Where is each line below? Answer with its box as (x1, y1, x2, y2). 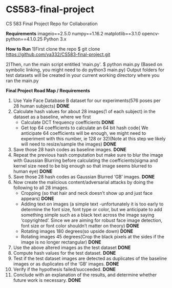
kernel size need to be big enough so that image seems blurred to (13, 162, 153, 169)
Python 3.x (44, 36, 67, 42)
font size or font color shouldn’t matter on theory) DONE (20, 222, 140, 229)
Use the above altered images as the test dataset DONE (13, 244, 131, 251)
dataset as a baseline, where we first (13, 114, 91, 120)
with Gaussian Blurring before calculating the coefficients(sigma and (13, 157, 158, 163)
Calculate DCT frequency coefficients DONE (20, 119, 115, 125)
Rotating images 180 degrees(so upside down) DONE (20, 228, 134, 234)
